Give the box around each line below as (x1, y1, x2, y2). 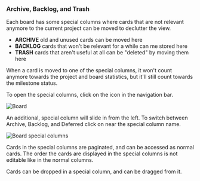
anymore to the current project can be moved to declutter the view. (6, 24, 171, 32)
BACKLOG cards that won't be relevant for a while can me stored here (14, 42, 188, 50)
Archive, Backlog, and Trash (6, 5, 90, 13)
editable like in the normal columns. (6, 157, 94, 164)
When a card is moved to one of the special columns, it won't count (6, 67, 172, 74)
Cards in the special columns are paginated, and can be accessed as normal (6, 144, 194, 151)
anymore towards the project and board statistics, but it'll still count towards (6, 73, 193, 81)
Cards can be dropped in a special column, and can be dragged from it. (6, 168, 182, 175)
